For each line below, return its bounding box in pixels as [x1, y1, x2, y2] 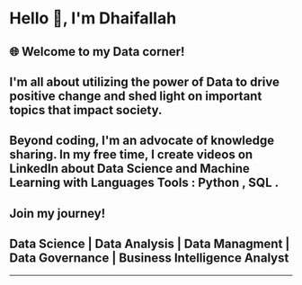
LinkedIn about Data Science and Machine [9, 161, 250, 176]
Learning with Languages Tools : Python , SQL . [9, 175, 280, 191]
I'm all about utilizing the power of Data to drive [9, 74, 280, 89]
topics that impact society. [9, 102, 163, 118]
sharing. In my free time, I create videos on [9, 147, 253, 163]
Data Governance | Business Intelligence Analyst [9, 251, 289, 266]
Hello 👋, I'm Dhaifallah [9, 8, 177, 29]
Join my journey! [9, 206, 106, 221]
